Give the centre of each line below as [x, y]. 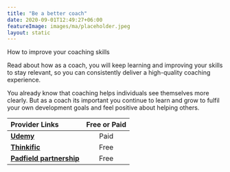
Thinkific [25, 147]
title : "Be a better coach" [47, 13]
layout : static [29, 33]
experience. [24, 80]
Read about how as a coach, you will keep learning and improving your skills [115, 65]
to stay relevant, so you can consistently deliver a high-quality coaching [109, 73]
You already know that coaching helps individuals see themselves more [108, 93]
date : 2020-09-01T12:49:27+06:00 [55, 20]
